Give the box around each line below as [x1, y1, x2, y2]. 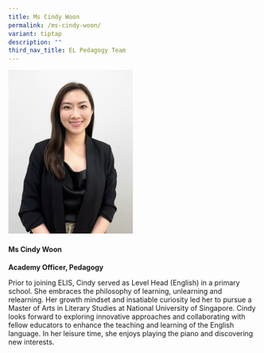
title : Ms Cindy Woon [8, 13, 80, 21]
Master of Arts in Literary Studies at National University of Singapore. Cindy [8, 303, 256, 312]
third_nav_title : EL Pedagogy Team [8, 46, 126, 55]
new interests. [8, 337, 55, 347]
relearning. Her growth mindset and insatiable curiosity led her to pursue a [8, 295, 252, 304]
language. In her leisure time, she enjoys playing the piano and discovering [8, 328, 254, 338]
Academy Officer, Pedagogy [8, 262, 104, 272]
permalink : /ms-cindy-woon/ [8, 21, 102, 29]
